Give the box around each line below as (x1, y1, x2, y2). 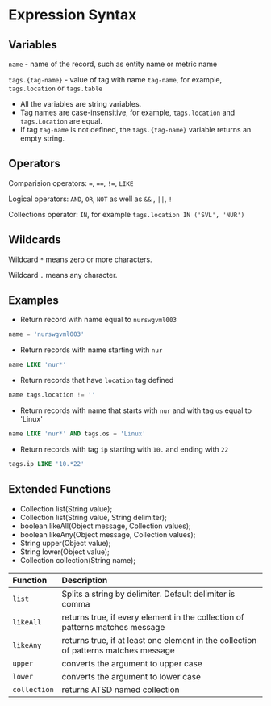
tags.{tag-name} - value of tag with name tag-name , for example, (8, 75, 223, 84)
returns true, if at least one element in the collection (61, 634, 257, 645)
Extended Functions (8, 482, 111, 496)
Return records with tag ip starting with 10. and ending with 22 (19, 444, 228, 454)
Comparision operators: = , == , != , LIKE (8, 178, 134, 187)
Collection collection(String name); (19, 555, 135, 565)
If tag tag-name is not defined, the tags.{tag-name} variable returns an (19, 125, 252, 134)
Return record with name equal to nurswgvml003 (19, 315, 177, 325)
